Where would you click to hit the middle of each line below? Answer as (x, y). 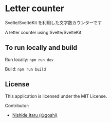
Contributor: (17, 105)
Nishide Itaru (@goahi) (35, 115)
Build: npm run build (26, 69)
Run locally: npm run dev (29, 60)
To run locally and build (41, 48)
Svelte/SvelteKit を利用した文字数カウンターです (54, 22)
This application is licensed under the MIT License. (56, 96)
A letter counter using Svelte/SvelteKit (43, 32)
